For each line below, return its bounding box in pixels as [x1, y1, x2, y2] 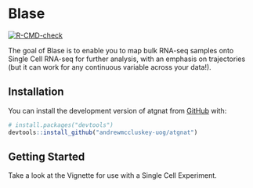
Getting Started [8, 150, 85, 163]
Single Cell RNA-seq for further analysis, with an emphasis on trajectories [8, 54, 246, 63]
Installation [8, 85, 64, 99]
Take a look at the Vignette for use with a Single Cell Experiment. [8, 171, 217, 180]
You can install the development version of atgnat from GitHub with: [8, 106, 227, 115]
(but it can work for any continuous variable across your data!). [8, 62, 211, 71]
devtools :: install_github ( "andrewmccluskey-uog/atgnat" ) [8, 128, 198, 136]
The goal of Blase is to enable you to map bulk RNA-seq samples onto [8, 45, 234, 55]
